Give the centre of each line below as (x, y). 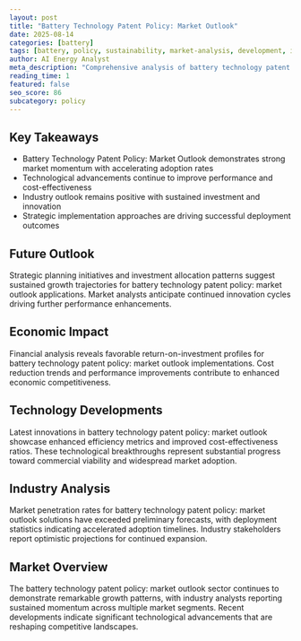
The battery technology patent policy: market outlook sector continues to (144, 589)
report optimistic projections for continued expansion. (108, 539)
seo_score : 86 (36, 92)
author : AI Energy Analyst (60, 59)
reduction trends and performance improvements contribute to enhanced (144, 372)
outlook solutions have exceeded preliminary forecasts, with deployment (143, 520)
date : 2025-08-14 (42, 34)
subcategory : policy (48, 101)
